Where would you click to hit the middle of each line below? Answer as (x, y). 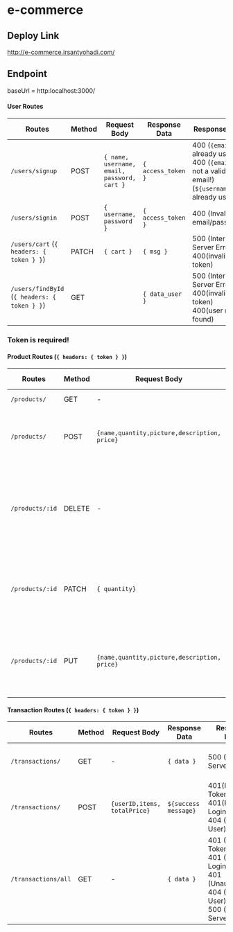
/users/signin (34, 218)
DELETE (77, 509)
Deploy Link (33, 36)
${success (183, 804)
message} (182, 811)
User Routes (25, 107)
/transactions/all (41, 879)
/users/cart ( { (34, 244)
